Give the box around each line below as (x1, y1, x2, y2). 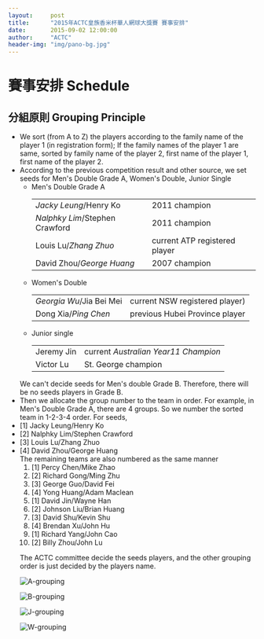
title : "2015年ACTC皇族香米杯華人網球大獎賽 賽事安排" (8, 19, 189, 27)
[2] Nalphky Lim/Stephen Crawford (19, 429, 134, 439)
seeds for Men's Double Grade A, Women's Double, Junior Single (19, 174, 232, 183)
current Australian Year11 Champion (83, 347, 222, 358)
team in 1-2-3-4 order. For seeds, (19, 413, 128, 422)
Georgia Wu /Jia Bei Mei (35, 296, 123, 307)
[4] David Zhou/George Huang (19, 446, 118, 456)
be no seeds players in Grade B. (19, 387, 123, 397)
